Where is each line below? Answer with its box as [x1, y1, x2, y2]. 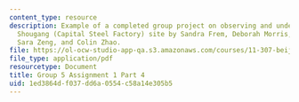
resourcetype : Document [9, 63, 98, 72]
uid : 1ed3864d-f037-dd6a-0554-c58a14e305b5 [9, 79, 174, 88]
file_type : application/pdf [9, 54, 114, 63]
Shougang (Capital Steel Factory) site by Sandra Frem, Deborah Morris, [17, 29, 293, 38]
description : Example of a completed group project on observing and [9, 21, 273, 30]
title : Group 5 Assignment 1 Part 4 [9, 71, 145, 80]
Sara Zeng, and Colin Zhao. [17, 37, 122, 47]
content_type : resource [9, 12, 98, 22]
